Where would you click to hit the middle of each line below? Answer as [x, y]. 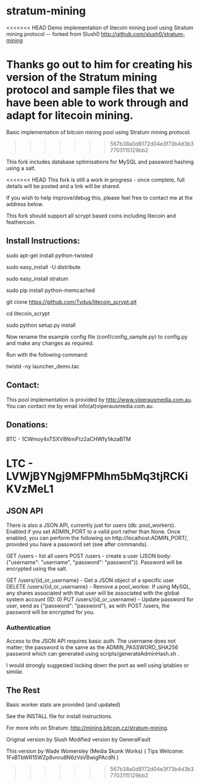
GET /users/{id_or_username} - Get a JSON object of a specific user [90, 580]
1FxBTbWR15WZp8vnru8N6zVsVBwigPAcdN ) [62, 758]
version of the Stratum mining [81, 78]
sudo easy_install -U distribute [44, 267]
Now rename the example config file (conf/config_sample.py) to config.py [97, 336]
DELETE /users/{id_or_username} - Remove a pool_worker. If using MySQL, [99, 587]
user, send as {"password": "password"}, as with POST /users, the [88, 606]
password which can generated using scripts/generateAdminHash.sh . [93, 653]
